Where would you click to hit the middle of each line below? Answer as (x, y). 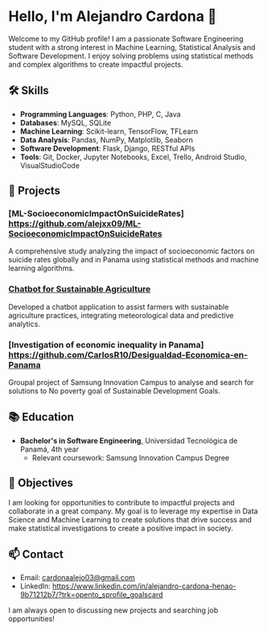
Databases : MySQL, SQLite (66, 122)
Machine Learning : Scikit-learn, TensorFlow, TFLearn (109, 131)
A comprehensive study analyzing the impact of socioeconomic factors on (131, 251)
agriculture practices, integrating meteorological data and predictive (121, 315)
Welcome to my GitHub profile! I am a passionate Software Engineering (126, 39)
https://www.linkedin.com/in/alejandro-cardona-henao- (144, 586)
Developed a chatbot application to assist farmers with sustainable (119, 307)
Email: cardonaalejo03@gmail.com (77, 578)
